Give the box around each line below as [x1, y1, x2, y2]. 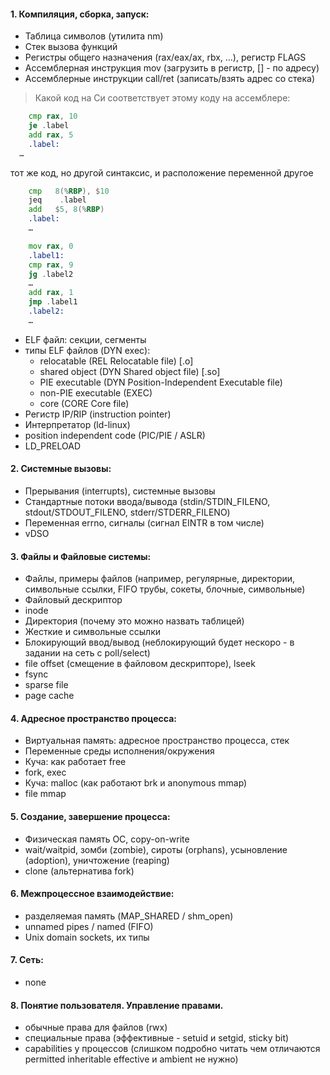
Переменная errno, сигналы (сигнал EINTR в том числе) [24, 517, 265, 529]
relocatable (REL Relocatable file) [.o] [39, 355, 194, 367]
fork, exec [24, 766, 67, 779]
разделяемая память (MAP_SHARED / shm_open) [24, 910, 234, 922]
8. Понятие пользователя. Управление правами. [10, 999, 224, 1011]
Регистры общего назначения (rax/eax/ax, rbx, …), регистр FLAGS [24, 51, 307, 64]
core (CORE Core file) [39, 397, 130, 409]
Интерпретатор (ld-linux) [24, 418, 131, 430]
